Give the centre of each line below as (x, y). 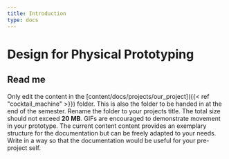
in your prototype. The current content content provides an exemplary (107, 126)
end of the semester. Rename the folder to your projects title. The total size (114, 111)
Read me (27, 80)
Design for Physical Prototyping (101, 54)
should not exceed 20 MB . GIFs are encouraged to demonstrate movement (114, 118)
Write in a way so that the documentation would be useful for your (101, 140)
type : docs (23, 20)
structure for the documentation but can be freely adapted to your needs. (112, 133)
